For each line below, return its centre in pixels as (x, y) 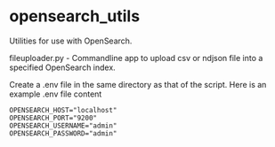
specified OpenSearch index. (62, 67)
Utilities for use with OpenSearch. (71, 41)
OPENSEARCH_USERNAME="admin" (63, 126)
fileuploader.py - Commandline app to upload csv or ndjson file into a (136, 58)
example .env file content (56, 94)
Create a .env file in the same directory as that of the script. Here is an (138, 84)
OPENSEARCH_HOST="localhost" (63, 110)
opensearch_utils (75, 16)
